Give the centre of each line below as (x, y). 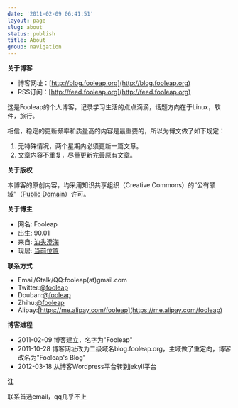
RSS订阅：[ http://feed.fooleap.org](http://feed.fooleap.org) (104, 92)
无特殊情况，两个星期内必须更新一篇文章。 (80, 146)
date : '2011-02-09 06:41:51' (50, 14)
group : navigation (34, 47)
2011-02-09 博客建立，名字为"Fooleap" (75, 340)
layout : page (27, 21)
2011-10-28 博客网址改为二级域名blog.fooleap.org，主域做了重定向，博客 (124, 349)
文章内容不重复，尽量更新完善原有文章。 (77, 155)
